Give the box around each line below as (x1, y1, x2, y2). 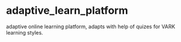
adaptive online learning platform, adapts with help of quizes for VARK (6, 23, 176, 30)
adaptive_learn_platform (6, 4, 128, 17)
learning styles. (6, 29, 43, 36)
